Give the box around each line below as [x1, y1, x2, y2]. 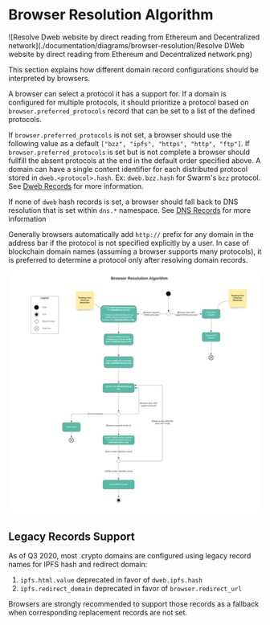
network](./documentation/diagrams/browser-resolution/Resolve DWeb [8, 40, 245, 50]
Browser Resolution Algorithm [8, 6, 214, 24]
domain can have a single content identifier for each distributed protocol [8, 164, 247, 174]
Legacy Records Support [8, 529, 135, 543]
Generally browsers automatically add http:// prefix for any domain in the [8, 229, 255, 239]
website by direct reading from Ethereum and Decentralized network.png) [8, 49, 253, 59]
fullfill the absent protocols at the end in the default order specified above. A [8, 155, 261, 165]
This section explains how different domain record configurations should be [8, 64, 259, 74]
